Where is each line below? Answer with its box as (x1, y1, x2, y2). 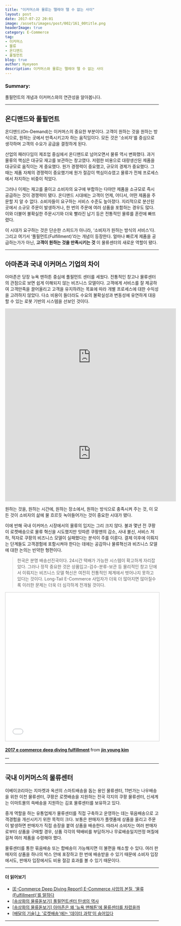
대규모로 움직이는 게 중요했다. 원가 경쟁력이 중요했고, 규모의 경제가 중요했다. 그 (5, 164, 155, 170)
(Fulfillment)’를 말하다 (12, 892, 55, 898)
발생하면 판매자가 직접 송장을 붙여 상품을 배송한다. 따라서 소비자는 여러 (10, 822, 144, 828)
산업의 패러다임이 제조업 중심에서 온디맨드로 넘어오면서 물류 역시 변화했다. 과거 (5, 151, 155, 157)
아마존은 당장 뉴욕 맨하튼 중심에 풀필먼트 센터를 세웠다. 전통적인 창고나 (5, 274, 139, 279)
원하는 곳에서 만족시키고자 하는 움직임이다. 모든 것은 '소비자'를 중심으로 (19, 135, 155, 141)
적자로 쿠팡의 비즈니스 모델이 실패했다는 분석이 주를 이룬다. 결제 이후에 (11, 535, 145, 541)
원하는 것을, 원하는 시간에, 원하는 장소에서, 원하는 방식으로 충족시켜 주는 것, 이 (5, 506, 153, 512)
